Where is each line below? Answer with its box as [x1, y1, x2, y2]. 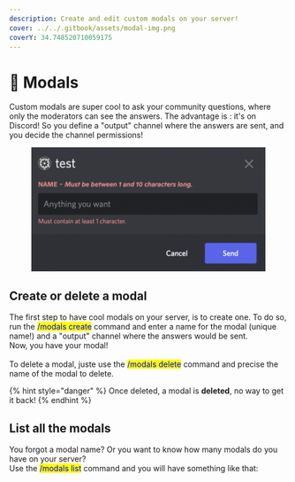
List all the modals [9, 421, 111, 436]
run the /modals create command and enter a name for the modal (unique [9, 322, 276, 332]
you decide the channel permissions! [9, 129, 144, 141]
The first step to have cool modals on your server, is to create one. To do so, [9, 312, 287, 323]
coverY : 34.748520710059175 [9, 33, 113, 42]
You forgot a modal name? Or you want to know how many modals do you [9, 444, 278, 455]
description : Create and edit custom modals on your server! [9, 14, 239, 23]
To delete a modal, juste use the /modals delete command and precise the [9, 359, 279, 369]
